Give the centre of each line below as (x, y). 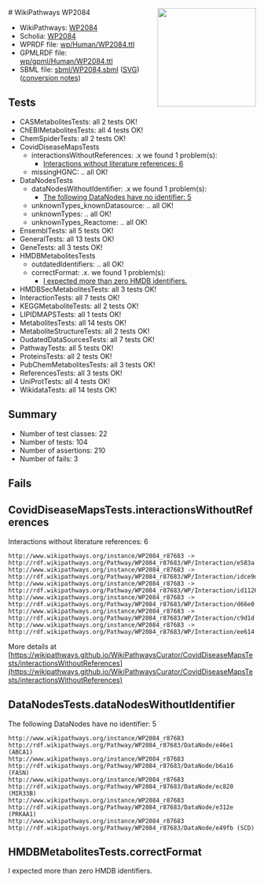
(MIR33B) (22, 793)
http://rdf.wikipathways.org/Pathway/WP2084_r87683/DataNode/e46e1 (121, 745)
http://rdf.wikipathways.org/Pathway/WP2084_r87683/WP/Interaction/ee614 (132, 632)
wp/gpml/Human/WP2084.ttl (66, 61)
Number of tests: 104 (53, 441)
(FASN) (19, 773)
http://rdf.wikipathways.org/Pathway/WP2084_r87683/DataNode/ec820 (121, 786)
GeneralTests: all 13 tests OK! (67, 239)
